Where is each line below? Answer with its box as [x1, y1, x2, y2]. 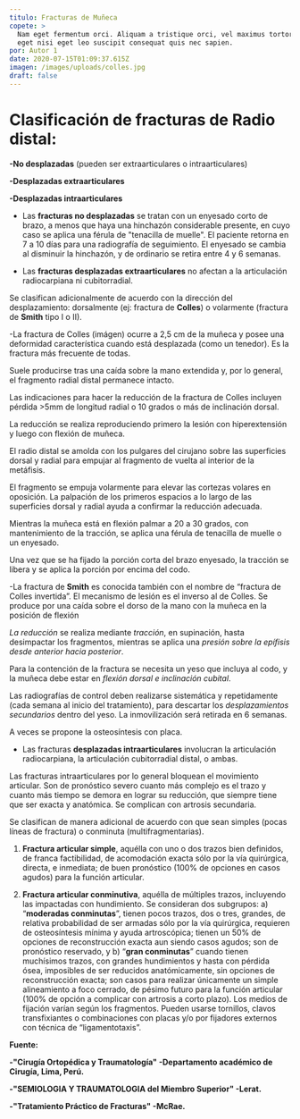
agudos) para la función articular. [21, 871, 145, 882]
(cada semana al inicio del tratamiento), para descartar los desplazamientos [9, 699, 289, 711]
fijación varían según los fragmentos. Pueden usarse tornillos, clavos [21, 1003, 277, 1014]
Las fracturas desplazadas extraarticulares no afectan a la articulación [21, 265, 287, 276]
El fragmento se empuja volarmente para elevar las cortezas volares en [9, 482, 271, 492]
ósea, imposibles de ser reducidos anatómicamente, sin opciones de [21, 964, 275, 975]
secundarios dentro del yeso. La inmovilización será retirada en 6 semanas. [9, 709, 287, 719]
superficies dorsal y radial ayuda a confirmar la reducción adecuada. [9, 501, 262, 511]
